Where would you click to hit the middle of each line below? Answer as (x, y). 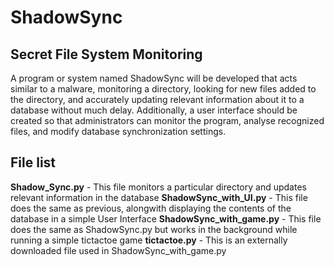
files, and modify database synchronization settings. (118, 131)
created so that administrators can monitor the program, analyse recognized (167, 120)
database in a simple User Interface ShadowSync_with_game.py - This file (166, 218)
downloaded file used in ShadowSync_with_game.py (118, 250)
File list (33, 162)
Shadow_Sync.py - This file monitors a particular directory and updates (158, 187)
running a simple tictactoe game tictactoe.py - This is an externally (149, 240)
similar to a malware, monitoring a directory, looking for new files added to (163, 89)
